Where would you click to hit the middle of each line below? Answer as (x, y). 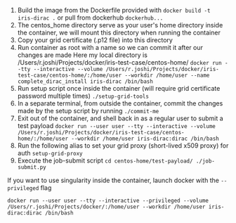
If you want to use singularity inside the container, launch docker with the (113, 180)
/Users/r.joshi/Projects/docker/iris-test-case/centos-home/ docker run (120, 62)
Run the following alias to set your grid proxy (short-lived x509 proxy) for (123, 146)
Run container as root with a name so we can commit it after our (110, 47)
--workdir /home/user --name (167, 75)
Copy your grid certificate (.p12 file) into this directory (95, 40)
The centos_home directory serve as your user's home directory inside (120, 25)
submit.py (32, 167)
